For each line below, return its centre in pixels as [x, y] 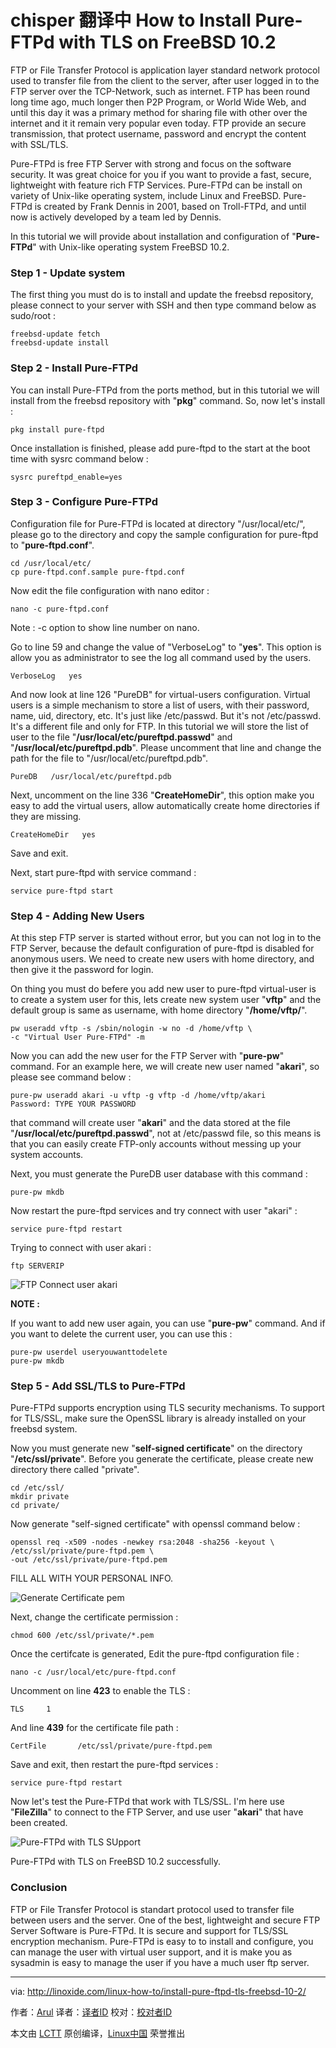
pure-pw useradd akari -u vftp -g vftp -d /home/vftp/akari [138, 1096]
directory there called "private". [75, 1470]
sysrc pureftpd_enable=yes [66, 477]
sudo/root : [33, 316]
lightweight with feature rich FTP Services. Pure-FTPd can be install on [156, 185]
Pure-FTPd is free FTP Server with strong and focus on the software [151, 163]
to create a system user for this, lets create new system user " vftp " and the [166, 1000]
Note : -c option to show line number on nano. [105, 627]
